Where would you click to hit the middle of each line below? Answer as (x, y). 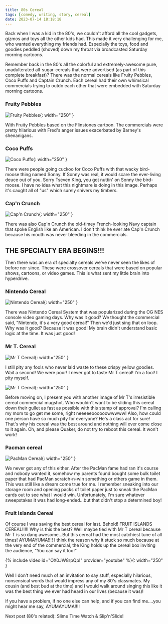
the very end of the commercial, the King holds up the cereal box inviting (80, 545)
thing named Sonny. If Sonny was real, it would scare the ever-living (91, 174)
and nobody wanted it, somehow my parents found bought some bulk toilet (83, 473)
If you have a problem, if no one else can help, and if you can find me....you (83, 601)
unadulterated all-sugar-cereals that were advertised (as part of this (75, 70)
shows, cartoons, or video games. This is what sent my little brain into (77, 273)
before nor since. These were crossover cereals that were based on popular (84, 268)
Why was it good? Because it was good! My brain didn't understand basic (81, 328)
